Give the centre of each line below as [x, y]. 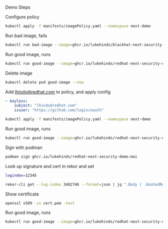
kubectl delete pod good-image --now [44, 82]
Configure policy [22, 17]
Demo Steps [18, 7]
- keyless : [16, 101]
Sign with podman [24, 147]
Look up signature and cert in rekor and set [49, 166]
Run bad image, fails [26, 35]
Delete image [19, 73]
